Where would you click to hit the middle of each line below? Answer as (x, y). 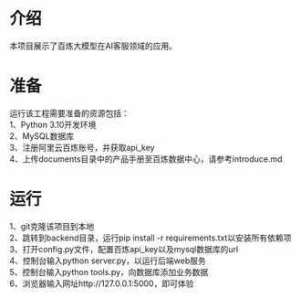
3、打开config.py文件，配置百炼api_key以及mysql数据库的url (124, 249)
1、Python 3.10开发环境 (53, 124)
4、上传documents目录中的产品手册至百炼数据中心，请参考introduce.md (146, 159)
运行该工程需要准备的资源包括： (69, 113)
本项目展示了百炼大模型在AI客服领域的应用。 (93, 46)
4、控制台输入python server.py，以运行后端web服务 (108, 261)
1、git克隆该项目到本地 (52, 226)
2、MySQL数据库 (42, 136)
